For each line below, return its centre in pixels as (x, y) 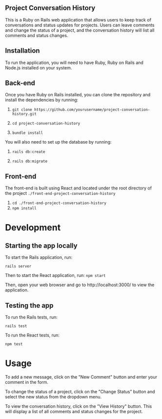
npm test (14, 344)
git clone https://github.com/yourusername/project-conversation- (81, 110)
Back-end (20, 83)
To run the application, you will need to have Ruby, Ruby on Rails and (74, 63)
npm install (24, 209)
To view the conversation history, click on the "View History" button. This (79, 406)
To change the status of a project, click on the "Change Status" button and (80, 392)
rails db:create (29, 152)
